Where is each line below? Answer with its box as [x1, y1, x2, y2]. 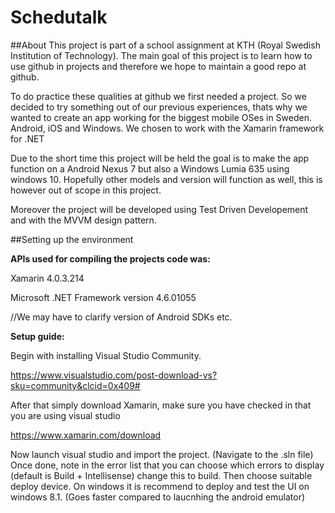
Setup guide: [10, 330, 65, 342]
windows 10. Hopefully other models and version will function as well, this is [10, 173, 323, 185]
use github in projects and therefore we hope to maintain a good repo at [10, 60, 307, 72]
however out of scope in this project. [10, 184, 162, 196]
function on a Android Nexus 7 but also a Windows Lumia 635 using [10, 162, 290, 175]
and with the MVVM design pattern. [10, 214, 157, 226]
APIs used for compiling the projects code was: [10, 252, 211, 265]
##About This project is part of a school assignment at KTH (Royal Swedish [10, 39, 321, 51]
